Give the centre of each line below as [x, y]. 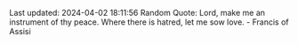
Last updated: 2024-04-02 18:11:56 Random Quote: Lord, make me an [137, 13]
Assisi [20, 31]
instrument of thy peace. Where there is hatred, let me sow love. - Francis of [149, 22]
